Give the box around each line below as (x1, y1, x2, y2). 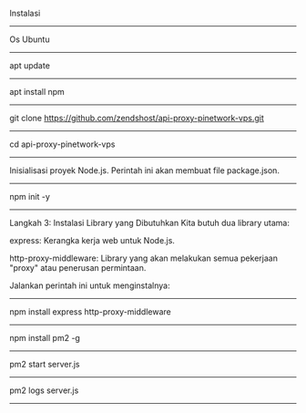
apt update (9, 60, 50, 71)
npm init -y (9, 191, 50, 201)
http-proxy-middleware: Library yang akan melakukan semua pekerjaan (9, 253, 278, 263)
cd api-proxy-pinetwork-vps (9, 139, 116, 150)
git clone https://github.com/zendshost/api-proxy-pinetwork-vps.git (9, 113, 264, 123)
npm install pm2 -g (9, 333, 80, 343)
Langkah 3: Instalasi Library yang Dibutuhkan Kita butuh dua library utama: (9, 218, 290, 228)
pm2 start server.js (9, 359, 80, 369)
